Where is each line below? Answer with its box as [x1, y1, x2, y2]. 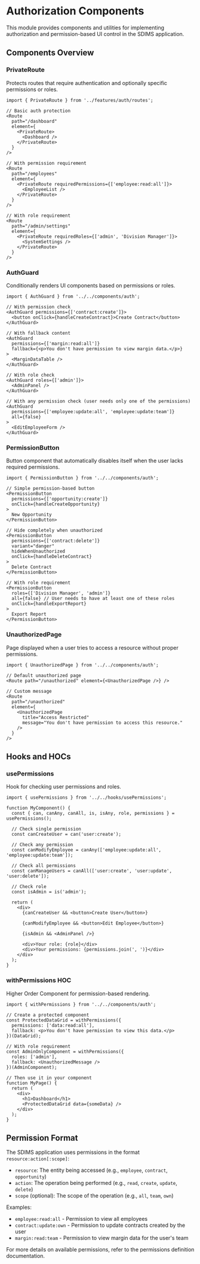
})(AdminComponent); [6, 1064, 58, 1070]
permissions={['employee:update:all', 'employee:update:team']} [11, 408, 175, 414]
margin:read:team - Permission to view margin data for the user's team [14, 1235, 189, 1242]
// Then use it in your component [6, 1075, 93, 1081]
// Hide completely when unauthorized [6, 528, 103, 534]
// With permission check [6, 304, 70, 310]
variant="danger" [11, 543, 55, 549]
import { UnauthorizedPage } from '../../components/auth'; [6, 662, 159, 668]
